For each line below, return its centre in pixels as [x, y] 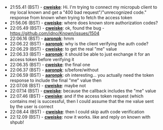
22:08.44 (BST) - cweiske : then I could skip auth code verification [77, 112]
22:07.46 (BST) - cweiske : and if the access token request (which [77, 96]
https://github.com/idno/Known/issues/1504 [54, 33]
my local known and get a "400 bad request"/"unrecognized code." [78, 12]
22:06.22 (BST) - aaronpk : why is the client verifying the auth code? [79, 44]
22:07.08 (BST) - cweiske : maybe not [48, 85]
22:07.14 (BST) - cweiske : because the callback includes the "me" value [83, 91]
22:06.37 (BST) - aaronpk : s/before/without [54, 70]
